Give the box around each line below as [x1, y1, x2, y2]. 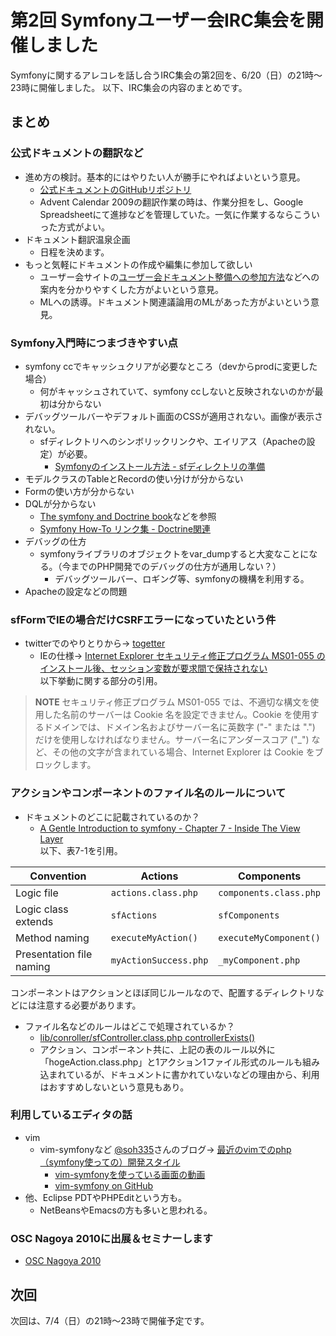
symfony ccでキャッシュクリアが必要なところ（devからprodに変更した [24, 360, 318, 372]
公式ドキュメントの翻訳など [10, 146, 144, 160]
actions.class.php [110, 887, 198, 898]
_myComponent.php [218, 954, 301, 966]
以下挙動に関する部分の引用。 [39, 675, 163, 687]
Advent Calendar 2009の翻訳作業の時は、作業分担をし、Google [39, 196, 304, 208]
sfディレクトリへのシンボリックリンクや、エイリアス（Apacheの [39, 435, 307, 447]
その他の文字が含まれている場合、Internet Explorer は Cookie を [52, 746, 315, 758]
